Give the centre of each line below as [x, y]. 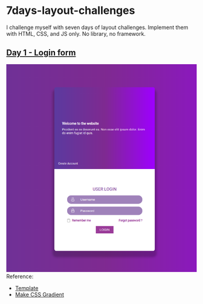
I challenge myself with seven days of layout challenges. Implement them [97, 27]
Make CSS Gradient [40, 295]
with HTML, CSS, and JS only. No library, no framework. [76, 33]
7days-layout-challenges [71, 11]
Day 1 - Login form [41, 53]
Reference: [20, 277]
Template [27, 288]
